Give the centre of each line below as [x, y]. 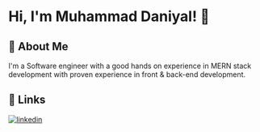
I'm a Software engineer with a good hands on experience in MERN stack [130, 66]
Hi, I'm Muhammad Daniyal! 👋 [109, 17]
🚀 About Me [38, 47]
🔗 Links [27, 100]
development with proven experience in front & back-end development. [127, 75]
